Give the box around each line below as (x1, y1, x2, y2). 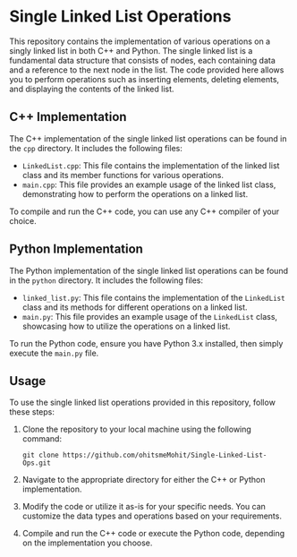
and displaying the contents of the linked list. (9, 83, 174, 94)
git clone (21, 450, 60, 460)
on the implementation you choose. (21, 537, 153, 548)
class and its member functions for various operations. (21, 169, 225, 180)
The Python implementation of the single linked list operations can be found (9, 265, 289, 276)
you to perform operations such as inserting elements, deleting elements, (9, 73, 280, 84)
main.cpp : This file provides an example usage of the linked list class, (21, 179, 276, 190)
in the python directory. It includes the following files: (9, 275, 204, 286)
